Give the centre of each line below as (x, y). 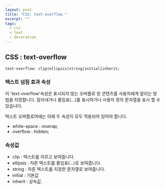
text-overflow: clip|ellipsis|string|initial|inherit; (63, 69)
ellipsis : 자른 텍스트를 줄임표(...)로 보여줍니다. (57, 163)
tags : (11, 23)
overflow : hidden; (31, 131)
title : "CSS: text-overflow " (36, 14)
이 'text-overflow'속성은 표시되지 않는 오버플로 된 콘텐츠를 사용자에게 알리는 (79, 93)
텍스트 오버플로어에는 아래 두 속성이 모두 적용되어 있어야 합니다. (66, 116)
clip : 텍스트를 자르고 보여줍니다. (43, 157)
